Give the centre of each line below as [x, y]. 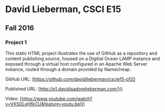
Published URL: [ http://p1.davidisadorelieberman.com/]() [64, 89]
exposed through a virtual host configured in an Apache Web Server [76, 64]
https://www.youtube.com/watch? [57, 98]
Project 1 [16, 42]
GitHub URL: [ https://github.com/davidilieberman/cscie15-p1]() [70, 79]
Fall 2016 [20, 28]
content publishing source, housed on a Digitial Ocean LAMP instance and [83, 59]
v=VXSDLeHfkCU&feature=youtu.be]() [45, 104]
